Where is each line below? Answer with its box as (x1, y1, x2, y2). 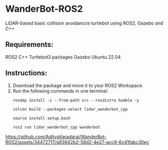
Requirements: (5, 40, 54, 49)
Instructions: (5, 69, 48, 77)
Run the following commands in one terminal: (12, 88, 109, 94)
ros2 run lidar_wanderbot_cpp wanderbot (12, 124, 100, 130)
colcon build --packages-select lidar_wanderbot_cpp (12, 106, 128, 112)
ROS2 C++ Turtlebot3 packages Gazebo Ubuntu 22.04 (5, 54, 121, 60)
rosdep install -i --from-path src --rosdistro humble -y (12, 98, 139, 103)
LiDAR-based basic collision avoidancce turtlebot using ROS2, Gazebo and (5, 20, 163, 26)
